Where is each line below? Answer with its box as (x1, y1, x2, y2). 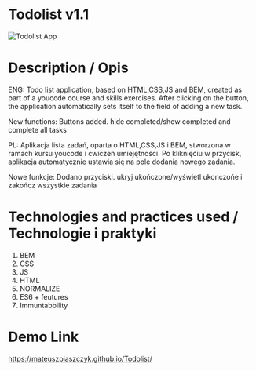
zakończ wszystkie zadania (8, 180, 97, 190)
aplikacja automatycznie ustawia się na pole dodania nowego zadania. (8, 157, 236, 166)
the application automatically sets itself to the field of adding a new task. (8, 101, 243, 111)
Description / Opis (8, 59, 129, 77)
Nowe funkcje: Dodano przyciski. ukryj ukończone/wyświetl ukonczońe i (8, 172, 243, 181)
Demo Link (8, 328, 79, 346)
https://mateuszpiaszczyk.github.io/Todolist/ (8, 354, 153, 363)
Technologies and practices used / (8, 208, 239, 226)
